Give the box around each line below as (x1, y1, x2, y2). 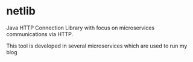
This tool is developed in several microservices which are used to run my (6, 42, 188, 49)
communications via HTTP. (6, 30, 74, 37)
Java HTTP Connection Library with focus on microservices (6, 24, 155, 31)
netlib (6, 4, 36, 18)
